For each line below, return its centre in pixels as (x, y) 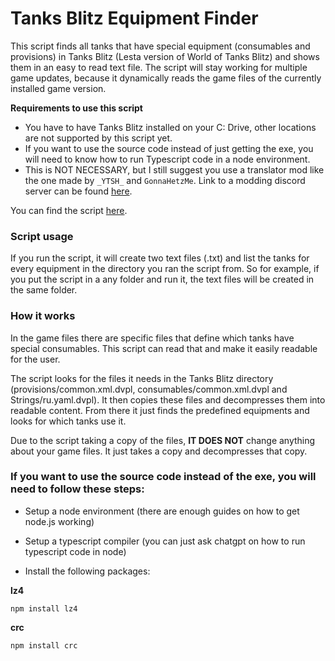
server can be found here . (78, 191)
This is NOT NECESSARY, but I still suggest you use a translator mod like (174, 169)
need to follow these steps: (77, 489)
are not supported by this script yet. (98, 138)
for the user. (35, 359)
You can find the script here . (69, 210)
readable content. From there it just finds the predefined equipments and (160, 410)
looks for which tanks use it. (68, 421)
